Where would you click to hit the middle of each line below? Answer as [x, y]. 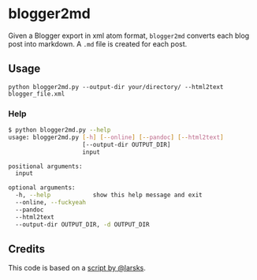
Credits [27, 249]
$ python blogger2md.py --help [60, 130]
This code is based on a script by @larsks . [77, 268]
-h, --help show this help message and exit [109, 195]
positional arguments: [45, 166]
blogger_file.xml [37, 94]
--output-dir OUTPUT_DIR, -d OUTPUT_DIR [82, 224]
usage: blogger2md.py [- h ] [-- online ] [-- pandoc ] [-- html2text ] [116, 137]
